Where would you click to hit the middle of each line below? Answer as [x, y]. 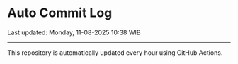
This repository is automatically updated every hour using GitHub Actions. [115, 52]
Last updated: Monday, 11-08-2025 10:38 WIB [74, 32]
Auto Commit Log [60, 13]
